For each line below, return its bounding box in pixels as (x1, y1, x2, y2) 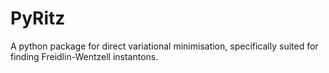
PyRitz (10, 7, 66, 30)
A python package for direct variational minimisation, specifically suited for (10, 40, 319, 52)
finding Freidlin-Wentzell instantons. (10, 50, 159, 62)
